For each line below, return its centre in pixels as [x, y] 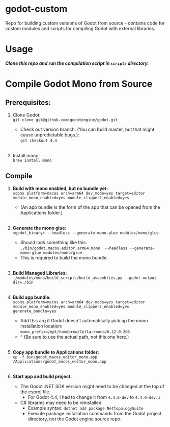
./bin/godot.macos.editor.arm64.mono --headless [74, 248]
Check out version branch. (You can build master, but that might [87, 129]
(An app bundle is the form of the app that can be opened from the [90, 207]
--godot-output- [141, 278]
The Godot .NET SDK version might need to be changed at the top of [92, 386]
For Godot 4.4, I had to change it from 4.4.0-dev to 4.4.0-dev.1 [94, 397]
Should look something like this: [54, 242]
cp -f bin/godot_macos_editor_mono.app [55, 357]
